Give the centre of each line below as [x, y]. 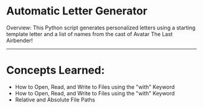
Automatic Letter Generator [77, 11]
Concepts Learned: [56, 70]
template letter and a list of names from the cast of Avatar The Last [90, 34]
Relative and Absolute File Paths [55, 100]
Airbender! [20, 40]
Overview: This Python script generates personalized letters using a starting [101, 28]
